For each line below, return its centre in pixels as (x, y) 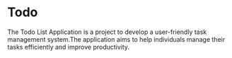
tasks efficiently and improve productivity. (68, 47)
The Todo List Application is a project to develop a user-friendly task (107, 32)
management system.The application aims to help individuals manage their (116, 39)
